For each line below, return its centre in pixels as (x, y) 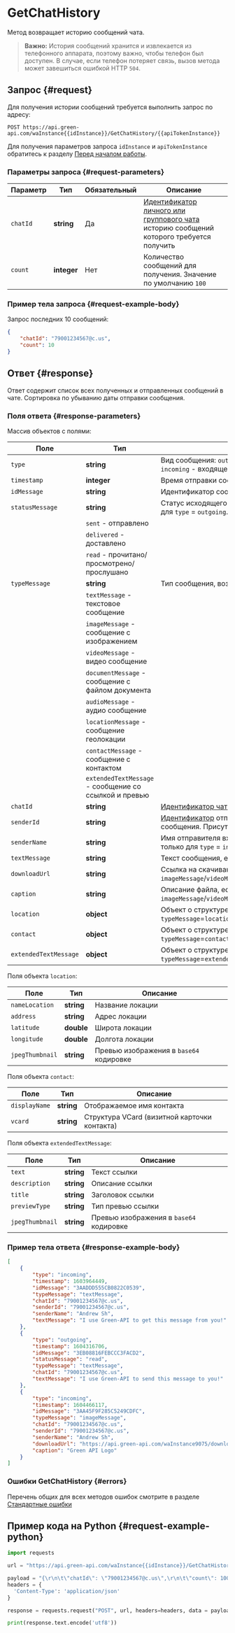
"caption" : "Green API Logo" (75, 1450)
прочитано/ (128, 554)
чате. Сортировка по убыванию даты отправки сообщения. (96, 397)
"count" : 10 (37, 345)
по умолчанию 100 (175, 283)
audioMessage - (111, 701)
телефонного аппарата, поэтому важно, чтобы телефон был (114, 53)
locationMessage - (116, 721)
